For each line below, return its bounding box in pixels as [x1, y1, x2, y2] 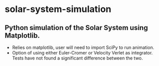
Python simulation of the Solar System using [5, 23, 148, 32]
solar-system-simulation [5, 3, 112, 15]
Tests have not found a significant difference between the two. [12, 55, 143, 61]
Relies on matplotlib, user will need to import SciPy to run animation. [12, 44, 154, 50]
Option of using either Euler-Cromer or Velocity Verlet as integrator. [12, 50, 153, 55]
